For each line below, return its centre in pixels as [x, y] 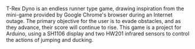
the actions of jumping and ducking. [50, 40]
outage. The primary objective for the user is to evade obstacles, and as [94, 21]
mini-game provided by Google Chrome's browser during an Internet [89, 15]
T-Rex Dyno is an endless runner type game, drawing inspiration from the [95, 9]
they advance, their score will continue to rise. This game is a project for [94, 27]
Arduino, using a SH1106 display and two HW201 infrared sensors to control [98, 34]
